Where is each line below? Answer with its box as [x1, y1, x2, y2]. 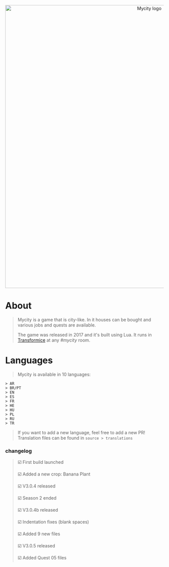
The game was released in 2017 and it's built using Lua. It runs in [17, 332, 152, 338]
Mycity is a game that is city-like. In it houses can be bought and [17, 316, 151, 322]
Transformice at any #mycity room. [17, 337, 91, 343]
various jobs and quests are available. [17, 322, 96, 328]
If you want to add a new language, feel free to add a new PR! [17, 429, 146, 435]
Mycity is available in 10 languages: [17, 371, 91, 377]
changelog [5, 447, 32, 454]
